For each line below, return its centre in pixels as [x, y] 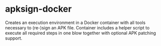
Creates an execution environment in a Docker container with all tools [75, 23]
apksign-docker [39, 9]
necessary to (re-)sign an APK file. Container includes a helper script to [77, 27]
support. [14, 38]
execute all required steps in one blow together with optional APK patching [80, 33]
